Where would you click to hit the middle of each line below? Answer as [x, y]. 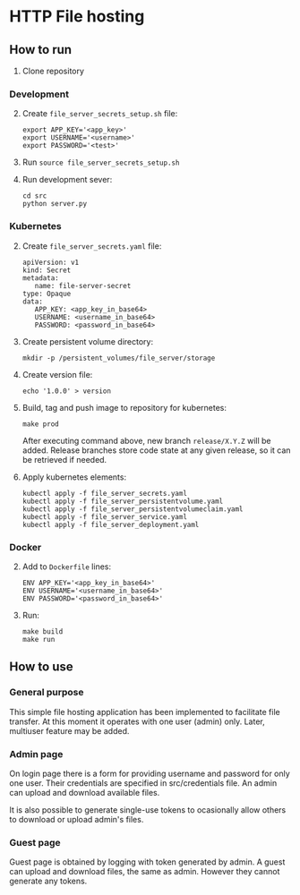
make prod [41, 424]
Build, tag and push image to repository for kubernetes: [124, 407]
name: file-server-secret [83, 286]
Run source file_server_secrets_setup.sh [101, 162]
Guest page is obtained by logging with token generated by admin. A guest [147, 862]
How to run [41, 50]
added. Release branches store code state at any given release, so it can [156, 450]
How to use [41, 667]
